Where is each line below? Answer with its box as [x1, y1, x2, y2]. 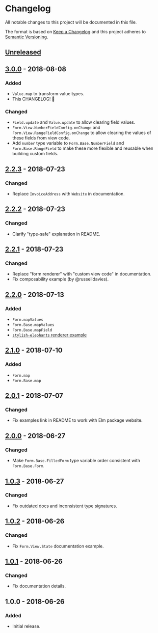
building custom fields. [12, 151, 59, 157]
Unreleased [5, 48, 42, 56]
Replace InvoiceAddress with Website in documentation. [12, 191, 125, 196]
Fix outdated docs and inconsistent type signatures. [12, 503, 117, 509]
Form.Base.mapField [12, 328, 53, 333]
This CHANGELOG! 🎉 [12, 96, 55, 102]
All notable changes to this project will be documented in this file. [5, 19, 137, 25]
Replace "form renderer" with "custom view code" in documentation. [12, 271, 152, 277]
